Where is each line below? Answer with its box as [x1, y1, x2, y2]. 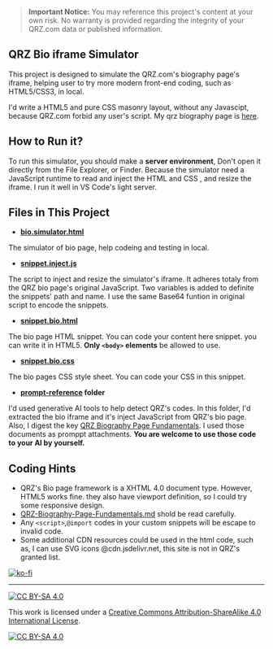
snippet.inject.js [19, 259, 77, 268]
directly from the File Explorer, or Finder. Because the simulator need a [8, 164, 245, 174]
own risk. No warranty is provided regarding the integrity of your [28, 15, 245, 25]
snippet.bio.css [19, 356, 75, 366]
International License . [8, 616, 81, 625]
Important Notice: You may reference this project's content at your [28, 7, 253, 16]
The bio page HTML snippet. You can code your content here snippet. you [8, 332, 258, 342]
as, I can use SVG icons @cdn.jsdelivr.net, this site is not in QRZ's [19, 544, 240, 554]
